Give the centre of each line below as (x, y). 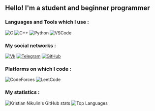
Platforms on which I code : (38, 69)
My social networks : (31, 45)
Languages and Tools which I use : (47, 22)
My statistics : (22, 92)
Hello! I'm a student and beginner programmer (77, 8)
